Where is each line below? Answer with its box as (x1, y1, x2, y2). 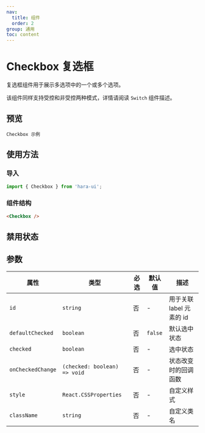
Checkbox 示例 (6, 131, 41, 137)
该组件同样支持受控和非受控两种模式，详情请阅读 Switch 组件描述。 (6, 94, 176, 101)
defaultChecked (9, 329, 54, 336)
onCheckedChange (9, 366, 57, 373)
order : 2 (12, 20, 34, 26)
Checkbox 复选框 (6, 60, 94, 74)
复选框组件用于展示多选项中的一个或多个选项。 (6, 81, 124, 88)
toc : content (6, 32, 40, 38)
